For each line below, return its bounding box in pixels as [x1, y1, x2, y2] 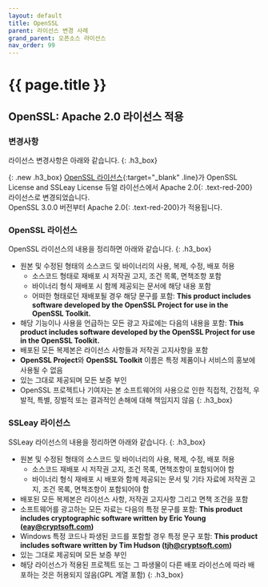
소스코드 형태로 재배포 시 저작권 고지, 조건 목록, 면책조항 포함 [31, 271, 222, 281]
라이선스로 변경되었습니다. [8, 193, 90, 202]
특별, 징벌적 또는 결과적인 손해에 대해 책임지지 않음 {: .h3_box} [37, 396, 234, 405]
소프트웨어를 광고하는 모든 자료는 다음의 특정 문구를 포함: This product [19, 504, 243, 513]
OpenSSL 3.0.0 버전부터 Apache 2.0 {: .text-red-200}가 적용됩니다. [8, 203, 222, 212]
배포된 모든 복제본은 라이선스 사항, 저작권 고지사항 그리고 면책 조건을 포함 [19, 494, 249, 504]
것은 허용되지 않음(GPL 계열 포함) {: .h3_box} [41, 569, 184, 579]
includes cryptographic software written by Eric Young [19, 513, 206, 523]
